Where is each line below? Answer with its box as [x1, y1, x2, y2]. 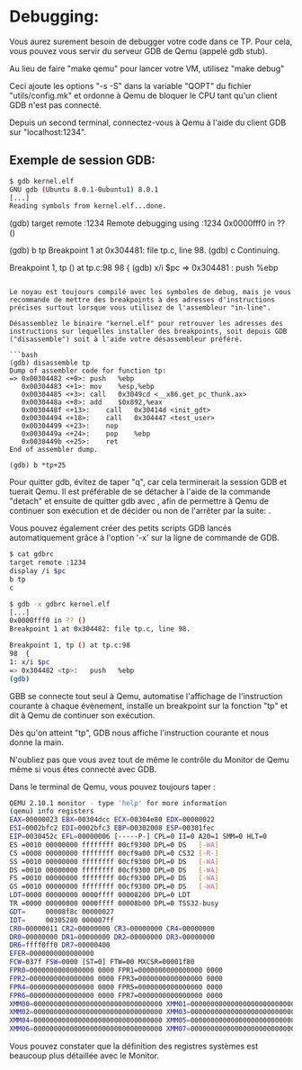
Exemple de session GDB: [9, 153, 155, 168]
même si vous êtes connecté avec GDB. [9, 763, 157, 775]
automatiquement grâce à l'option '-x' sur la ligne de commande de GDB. [9, 533, 280, 544]
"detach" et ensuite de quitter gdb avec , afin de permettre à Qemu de [9, 496, 270, 507]
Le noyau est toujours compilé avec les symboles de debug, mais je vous [9, 288, 292, 297]
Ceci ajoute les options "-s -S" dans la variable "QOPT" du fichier [9, 80, 252, 91]
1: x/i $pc [9, 657, 50, 667]
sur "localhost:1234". [9, 126, 87, 137]
